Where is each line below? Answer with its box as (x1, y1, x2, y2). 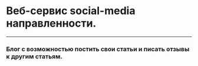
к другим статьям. (6, 52, 63, 60)
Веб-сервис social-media (6, 4, 136, 18)
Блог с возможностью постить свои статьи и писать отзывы (6, 45, 190, 53)
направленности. (6, 16, 97, 30)
